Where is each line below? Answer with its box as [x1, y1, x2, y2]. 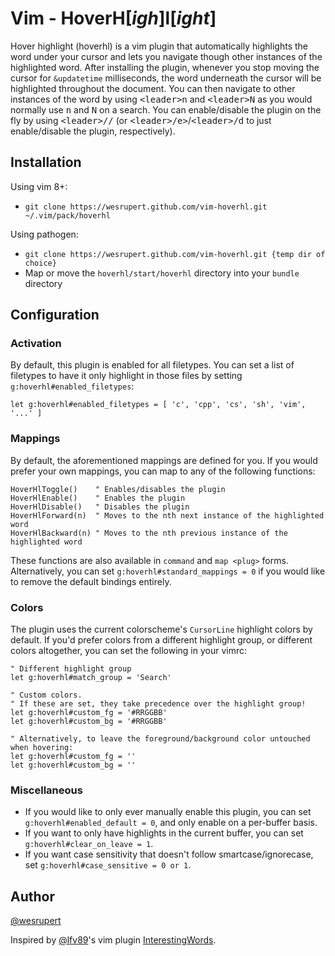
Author [10, 888, 55, 905]
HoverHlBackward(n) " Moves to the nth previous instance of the [10, 528, 288, 538]
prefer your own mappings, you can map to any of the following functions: [10, 465, 316, 477]
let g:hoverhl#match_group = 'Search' [10, 673, 172, 683]
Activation [10, 337, 62, 351]
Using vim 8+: [10, 180, 68, 192]
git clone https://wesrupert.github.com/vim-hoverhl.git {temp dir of [24, 249, 326, 259]
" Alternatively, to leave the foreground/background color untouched [10, 734, 311, 744]
